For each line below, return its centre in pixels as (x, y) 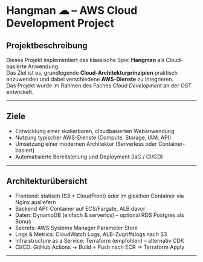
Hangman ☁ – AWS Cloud (72, 11)
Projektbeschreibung (47, 45)
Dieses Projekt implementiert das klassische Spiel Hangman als (85, 60)
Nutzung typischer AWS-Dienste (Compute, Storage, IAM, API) (93, 137)
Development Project (60, 23)
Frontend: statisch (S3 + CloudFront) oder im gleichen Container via (99, 196)
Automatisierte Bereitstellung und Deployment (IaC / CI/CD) (89, 157)
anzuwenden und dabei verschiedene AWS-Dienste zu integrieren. (90, 79)
